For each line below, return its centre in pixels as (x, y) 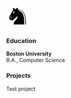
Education (21, 41)
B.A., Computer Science (36, 60)
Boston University (29, 54)
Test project (21, 88)
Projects (18, 76)
